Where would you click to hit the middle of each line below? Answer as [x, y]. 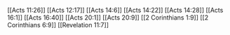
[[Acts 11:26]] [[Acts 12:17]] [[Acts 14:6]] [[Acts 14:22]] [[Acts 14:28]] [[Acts [115, 10]
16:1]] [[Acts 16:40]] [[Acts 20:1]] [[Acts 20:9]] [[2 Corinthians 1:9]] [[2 [108, 17]
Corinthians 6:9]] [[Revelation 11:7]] [58, 25]
